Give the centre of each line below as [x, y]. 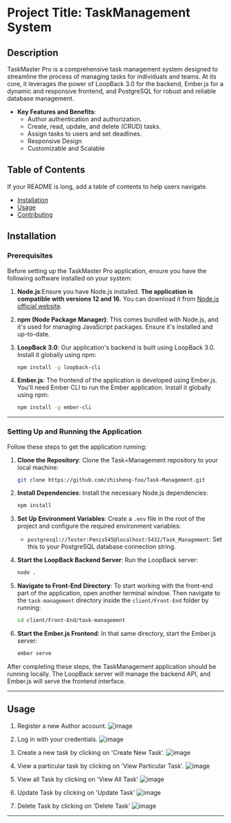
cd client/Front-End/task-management [71, 621]
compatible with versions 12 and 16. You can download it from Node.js [118, 299]
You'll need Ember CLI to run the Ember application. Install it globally [114, 387]
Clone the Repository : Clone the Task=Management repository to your [118, 460]
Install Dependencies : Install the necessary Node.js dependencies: [112, 493]
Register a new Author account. [62, 726]
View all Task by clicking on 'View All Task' [78, 779]
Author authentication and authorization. [85, 119]
